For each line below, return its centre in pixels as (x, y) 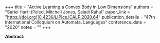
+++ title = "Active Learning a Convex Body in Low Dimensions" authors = (79, 7)
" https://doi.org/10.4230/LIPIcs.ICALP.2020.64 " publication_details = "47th (80, 17)
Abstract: (15, 36)
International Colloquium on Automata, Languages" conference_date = (76, 22)
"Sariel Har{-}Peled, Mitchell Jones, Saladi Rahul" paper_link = (68, 12)
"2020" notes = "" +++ (28, 27)
